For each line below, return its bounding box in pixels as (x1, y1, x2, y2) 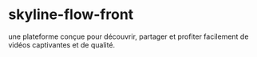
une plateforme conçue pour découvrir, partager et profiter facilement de (8, 32, 249, 41)
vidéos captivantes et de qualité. (8, 40, 116, 49)
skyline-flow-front (8, 6, 134, 24)
